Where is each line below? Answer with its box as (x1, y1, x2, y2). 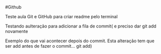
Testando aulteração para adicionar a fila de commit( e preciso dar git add (5, 23, 157, 29)
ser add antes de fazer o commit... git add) (5, 43, 93, 49)
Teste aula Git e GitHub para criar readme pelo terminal (5, 14, 118, 19)
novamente (5, 28, 28, 34)
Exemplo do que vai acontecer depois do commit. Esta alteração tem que (5, 38, 155, 44)
